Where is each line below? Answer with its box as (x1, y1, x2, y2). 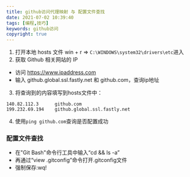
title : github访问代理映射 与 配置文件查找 (6, 8, 105, 15)
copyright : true (6, 31, 47, 37)
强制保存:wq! (14, 164, 47, 172)
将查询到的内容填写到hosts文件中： (14, 89, 103, 96)
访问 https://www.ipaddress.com (14, 69, 96, 76)
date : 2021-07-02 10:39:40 (6, 14, 74, 20)
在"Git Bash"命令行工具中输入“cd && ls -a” (14, 149, 120, 157)
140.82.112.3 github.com (6, 101, 82, 107)
